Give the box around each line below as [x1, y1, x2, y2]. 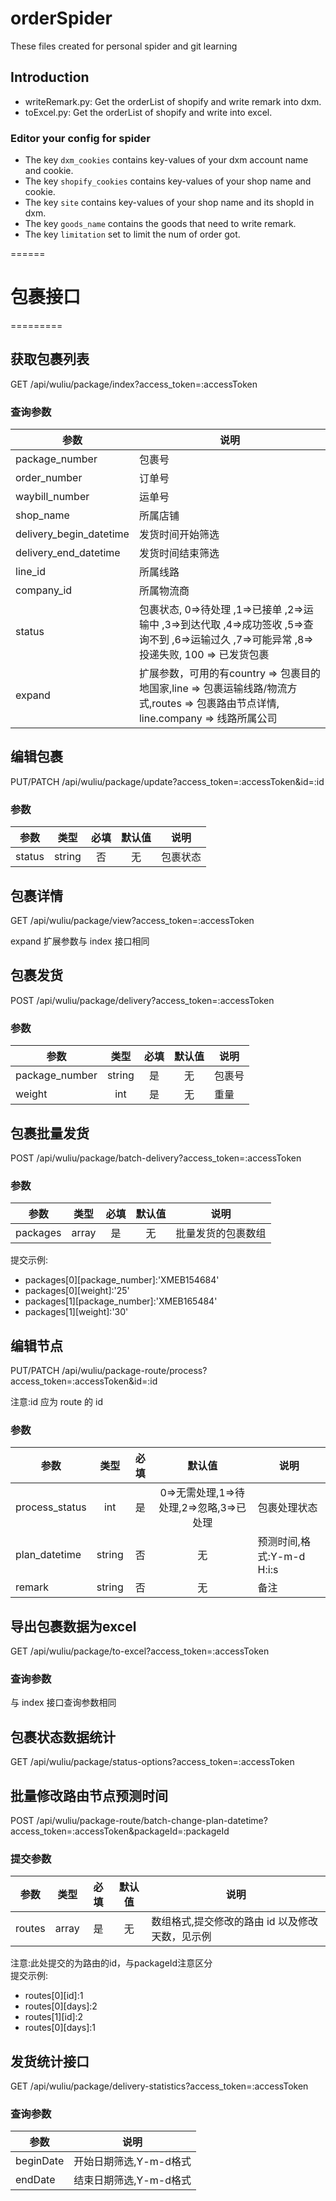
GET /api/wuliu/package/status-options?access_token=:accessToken [10, 1756, 295, 1768]
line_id [15, 565, 47, 579]
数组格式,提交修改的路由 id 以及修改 [151, 1915, 318, 1929]
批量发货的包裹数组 [175, 1227, 267, 1241]
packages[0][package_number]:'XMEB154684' [24, 1274, 220, 1286]
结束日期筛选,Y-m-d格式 [73, 2173, 192, 2187]
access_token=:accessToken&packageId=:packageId [10, 1825, 230, 1837]
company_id [15, 583, 73, 597]
